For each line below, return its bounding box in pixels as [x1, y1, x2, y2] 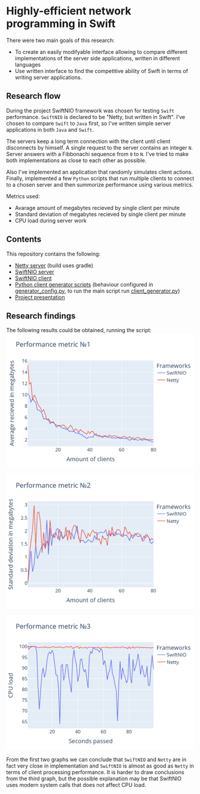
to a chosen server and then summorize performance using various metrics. [6, 181, 193, 188]
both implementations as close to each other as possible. [6, 157, 147, 164]
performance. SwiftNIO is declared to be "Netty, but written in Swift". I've [6, 113, 186, 120]
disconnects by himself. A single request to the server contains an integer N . [6, 144, 193, 151]
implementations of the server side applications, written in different [14, 54, 180, 62]
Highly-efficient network [6, 4, 131, 18]
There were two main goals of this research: [6, 36, 115, 44]
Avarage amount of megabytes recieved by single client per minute [14, 204, 180, 211]
